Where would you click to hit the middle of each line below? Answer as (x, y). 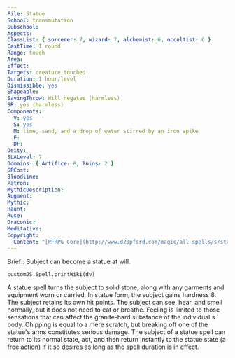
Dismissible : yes (33, 85)
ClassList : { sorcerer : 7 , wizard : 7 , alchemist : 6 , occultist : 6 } (109, 40)
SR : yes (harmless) (36, 105)
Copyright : (23, 235)
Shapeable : (23, 92)
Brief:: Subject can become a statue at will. (69, 262)
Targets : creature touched (47, 72)
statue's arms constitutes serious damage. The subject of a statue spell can (116, 332)
